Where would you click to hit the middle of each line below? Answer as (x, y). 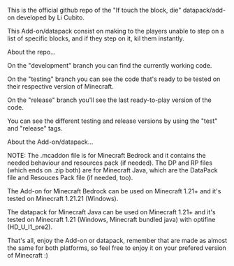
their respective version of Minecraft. (60, 86)
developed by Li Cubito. (51, 17)
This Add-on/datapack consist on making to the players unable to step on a (116, 31)
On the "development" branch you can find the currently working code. (110, 65)
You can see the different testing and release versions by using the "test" (112, 121)
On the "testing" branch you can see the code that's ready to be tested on (114, 79)
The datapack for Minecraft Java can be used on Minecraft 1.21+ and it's (111, 212)
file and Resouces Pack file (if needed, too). (70, 178)
